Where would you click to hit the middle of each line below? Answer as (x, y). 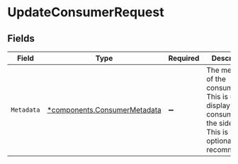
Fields (21, 39)
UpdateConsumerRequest (86, 12)
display (218, 105)
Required (184, 58)
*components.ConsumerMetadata (104, 110)
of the (216, 79)
